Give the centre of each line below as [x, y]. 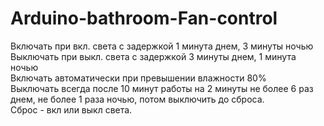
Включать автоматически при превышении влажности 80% [138, 78]
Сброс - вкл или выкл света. [71, 109]
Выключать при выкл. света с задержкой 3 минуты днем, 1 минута [153, 56]
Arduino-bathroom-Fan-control [144, 18]
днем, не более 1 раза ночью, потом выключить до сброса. [137, 99]
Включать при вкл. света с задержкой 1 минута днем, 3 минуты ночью [162, 46]
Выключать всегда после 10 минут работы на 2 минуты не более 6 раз [162, 88]
